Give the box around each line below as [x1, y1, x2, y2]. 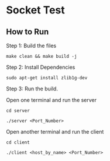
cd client [6, 139, 30, 145]
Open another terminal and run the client [6, 128, 104, 135]
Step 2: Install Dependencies [6, 64, 75, 71]
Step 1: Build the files [6, 42, 57, 49]
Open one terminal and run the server [6, 97, 97, 103]
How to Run [6, 27, 49, 37]
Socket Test [6, 3, 66, 17]
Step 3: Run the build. [6, 85, 59, 92]
